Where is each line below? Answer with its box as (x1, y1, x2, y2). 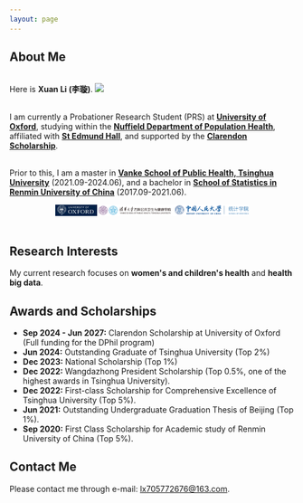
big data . (9, 277, 43, 289)
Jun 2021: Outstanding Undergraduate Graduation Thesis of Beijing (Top (22, 404, 294, 415)
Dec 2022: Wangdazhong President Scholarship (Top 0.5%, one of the (22, 366, 287, 377)
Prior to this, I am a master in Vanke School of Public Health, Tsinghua (9, 167, 274, 178)
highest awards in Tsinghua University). (22, 375, 170, 386)
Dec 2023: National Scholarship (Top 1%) (22, 356, 178, 367)
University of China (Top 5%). (22, 433, 134, 444)
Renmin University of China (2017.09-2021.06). (9, 186, 187, 198)
